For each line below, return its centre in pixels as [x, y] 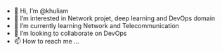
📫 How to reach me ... [46, 41]
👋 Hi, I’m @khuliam [41, 11]
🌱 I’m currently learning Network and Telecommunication [96, 26]
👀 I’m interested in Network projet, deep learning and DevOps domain [115, 18]
